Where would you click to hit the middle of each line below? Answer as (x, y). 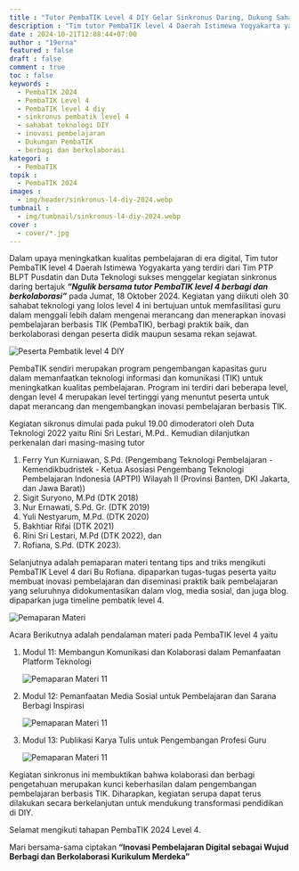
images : (25, 192)
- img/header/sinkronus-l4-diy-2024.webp (95, 200)
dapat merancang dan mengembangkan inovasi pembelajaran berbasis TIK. (148, 407)
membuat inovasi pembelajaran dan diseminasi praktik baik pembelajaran (144, 581)
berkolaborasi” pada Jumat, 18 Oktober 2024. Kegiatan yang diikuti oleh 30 (149, 296)
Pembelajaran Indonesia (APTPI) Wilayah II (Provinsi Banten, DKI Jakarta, (156, 479)
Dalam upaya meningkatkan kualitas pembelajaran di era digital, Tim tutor (144, 259)
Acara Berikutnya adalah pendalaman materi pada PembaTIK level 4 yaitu (144, 635)
